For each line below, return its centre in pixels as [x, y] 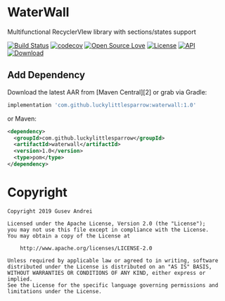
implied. [20, 279]
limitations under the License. [54, 291]
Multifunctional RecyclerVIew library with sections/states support [102, 32]
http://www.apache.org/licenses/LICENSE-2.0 [86, 248]
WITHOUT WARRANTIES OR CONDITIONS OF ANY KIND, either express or [107, 273]
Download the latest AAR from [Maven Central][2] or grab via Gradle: [107, 92]
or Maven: [22, 118]
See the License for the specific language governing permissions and [113, 285]
